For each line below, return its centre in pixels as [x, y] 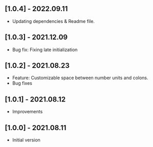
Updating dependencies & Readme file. [53, 21]
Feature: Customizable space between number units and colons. [80, 78]
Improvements [27, 112]
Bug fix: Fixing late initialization [45, 50]
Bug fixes [22, 83]
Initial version [26, 140]
